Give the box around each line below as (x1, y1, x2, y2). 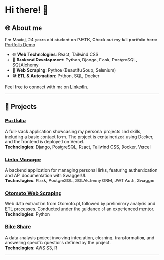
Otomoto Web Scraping (5, 190, 62, 197)
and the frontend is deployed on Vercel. (5, 139, 85, 144)
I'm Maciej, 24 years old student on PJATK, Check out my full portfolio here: (5, 37, 158, 42)
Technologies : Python (5, 211, 50, 217)
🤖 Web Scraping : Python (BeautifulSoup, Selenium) (12, 67, 116, 73)
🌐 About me (5, 24, 42, 32)
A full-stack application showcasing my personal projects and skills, (5, 128, 142, 134)
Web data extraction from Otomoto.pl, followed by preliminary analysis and (5, 201, 156, 207)
